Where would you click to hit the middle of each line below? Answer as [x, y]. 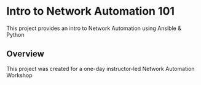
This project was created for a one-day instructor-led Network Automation [100, 68]
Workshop [19, 75]
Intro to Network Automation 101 [91, 11]
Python [15, 34]
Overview [26, 54]
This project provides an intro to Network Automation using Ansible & [94, 28]
